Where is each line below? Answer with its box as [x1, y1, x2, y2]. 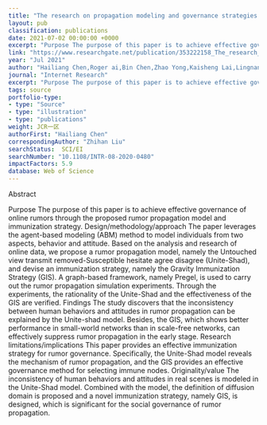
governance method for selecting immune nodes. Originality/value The [8, 366, 240, 375]
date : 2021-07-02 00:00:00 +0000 [8, 33, 119, 42]
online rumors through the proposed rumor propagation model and [8, 213, 226, 222]
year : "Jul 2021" [8, 57, 66, 65]
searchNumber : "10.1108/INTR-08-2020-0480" [8, 152, 155, 160]
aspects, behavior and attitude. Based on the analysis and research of [8, 238, 238, 248]
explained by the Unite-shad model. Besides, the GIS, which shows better [8, 315, 250, 324]
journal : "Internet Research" [8, 71, 109, 79]
